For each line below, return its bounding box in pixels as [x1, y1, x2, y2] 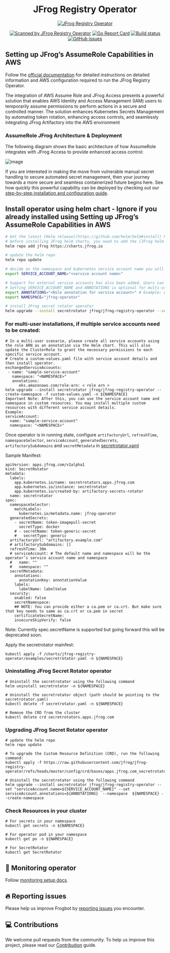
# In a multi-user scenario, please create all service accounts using [5, 338, 159, 344]
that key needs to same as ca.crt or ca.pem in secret [5, 608, 123, 614]
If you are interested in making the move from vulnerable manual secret [5, 168, 154, 175]
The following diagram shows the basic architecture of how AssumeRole [5, 144, 156, 150]
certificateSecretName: [14, 613, 65, 618]
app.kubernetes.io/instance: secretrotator [14, 484, 108, 489]
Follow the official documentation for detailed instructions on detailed [5, 72, 150, 78]
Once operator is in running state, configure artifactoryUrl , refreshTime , [5, 431, 158, 437]
